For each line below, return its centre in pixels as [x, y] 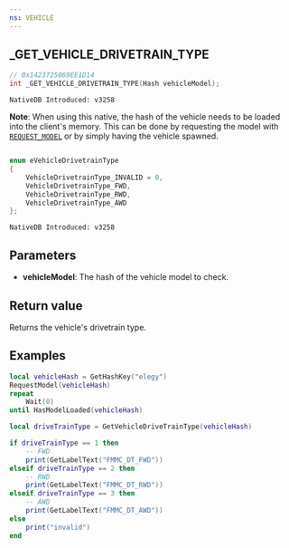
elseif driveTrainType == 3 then [72, 494]
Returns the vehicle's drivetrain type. [78, 327]
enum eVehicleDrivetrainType [64, 161]
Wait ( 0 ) [40, 402]
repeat [22, 394]
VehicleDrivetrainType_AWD [76, 203]
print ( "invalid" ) [58, 527]
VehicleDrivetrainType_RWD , [78, 194]
